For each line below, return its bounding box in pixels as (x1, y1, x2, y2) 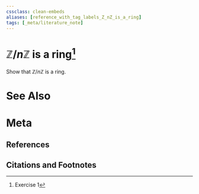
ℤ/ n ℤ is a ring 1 (6, 45, 76, 61)
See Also (6, 89, 51, 103)
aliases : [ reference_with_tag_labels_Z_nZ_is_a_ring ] (6, 14, 142, 20)
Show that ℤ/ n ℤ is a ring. (6, 68, 66, 75)
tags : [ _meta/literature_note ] (6, 20, 84, 26)
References (6, 140, 50, 150)
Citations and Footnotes (6, 160, 97, 170)
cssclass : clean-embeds (6, 8, 65, 15)
